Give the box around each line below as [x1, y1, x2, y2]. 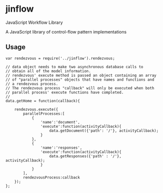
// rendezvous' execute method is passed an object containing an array [5, 73, 157, 78]
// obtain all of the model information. [5, 69, 91, 73]
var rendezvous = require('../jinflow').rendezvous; [5, 56, 115, 61]
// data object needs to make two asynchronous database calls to [5, 64, 143, 69]
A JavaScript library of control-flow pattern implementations [5, 29, 127, 35]
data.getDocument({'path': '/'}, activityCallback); [49, 128, 159, 133]
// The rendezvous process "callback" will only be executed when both [5, 86, 154, 90]
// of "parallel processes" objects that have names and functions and [5, 77, 154, 82]
